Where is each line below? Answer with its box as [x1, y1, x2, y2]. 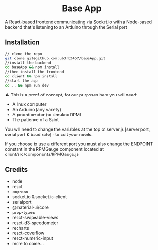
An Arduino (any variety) [12, 106, 62, 112]
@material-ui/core [12, 204, 49, 210]
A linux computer [12, 101, 47, 107]
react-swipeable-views [12, 214, 59, 220]
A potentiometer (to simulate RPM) [12, 112, 82, 117]
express [12, 189, 28, 194]
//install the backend [5, 60, 51, 65]
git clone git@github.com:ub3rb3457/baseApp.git [5, 56, 105, 61]
